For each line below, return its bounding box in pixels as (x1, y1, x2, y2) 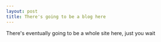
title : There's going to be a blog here (6, 14, 107, 20)
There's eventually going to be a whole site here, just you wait (6, 29, 156, 36)
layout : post (6, 8, 38, 14)
